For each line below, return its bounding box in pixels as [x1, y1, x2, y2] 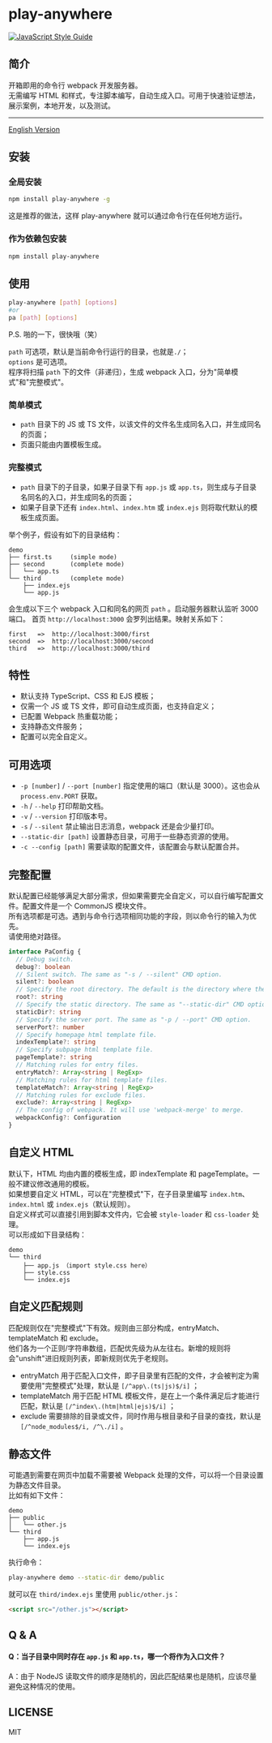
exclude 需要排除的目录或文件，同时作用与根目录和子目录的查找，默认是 [19, 1411, 261, 1421]
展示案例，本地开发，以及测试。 [8, 101, 115, 110]
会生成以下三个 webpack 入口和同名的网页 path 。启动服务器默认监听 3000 [8, 604, 259, 613]
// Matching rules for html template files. [15, 1076, 168, 1084]
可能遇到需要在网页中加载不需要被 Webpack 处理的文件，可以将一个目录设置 [8, 1470, 264, 1480]
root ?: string [15, 993, 63, 1001]
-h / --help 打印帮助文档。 [19, 801, 108, 811]
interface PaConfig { [8, 947, 82, 956]
